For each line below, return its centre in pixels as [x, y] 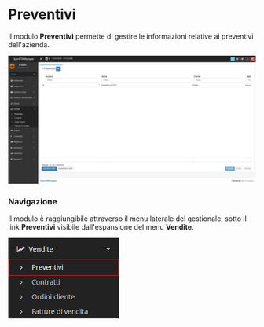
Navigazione [33, 201]
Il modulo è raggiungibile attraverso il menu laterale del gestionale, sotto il [128, 219]
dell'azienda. [29, 44]
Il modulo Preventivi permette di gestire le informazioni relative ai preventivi [131, 36]
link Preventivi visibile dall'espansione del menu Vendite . [101, 227]
